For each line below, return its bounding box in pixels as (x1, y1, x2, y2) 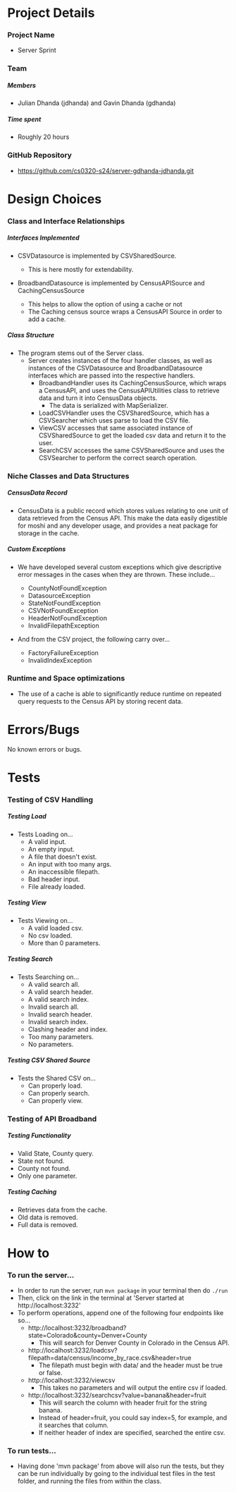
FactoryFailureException (27, 648, 99, 657)
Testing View (7, 898, 47, 907)
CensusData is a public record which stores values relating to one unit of (17, 506, 229, 515)
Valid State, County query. (17, 1149, 94, 1157)
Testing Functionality (7, 1131, 72, 1140)
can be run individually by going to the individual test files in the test (17, 1469, 216, 1478)
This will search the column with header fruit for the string (38, 1398, 207, 1407)
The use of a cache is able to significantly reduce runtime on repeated (17, 689, 222, 698)
